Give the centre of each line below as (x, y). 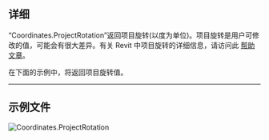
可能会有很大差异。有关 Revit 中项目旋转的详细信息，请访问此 (137, 45)
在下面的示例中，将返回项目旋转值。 (68, 72)
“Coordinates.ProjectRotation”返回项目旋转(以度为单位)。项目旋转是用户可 (130, 35)
